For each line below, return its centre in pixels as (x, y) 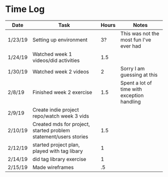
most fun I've (136, 39)
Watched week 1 (52, 54)
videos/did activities (56, 60)
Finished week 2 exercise (62, 92)
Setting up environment (60, 39)
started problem (51, 130)
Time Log (25, 9)
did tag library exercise (59, 159)
